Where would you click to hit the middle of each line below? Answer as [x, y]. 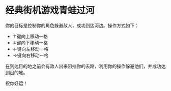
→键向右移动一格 [31, 55]
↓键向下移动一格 [30, 42]
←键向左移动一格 [31, 49]
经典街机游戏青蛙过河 [50, 10]
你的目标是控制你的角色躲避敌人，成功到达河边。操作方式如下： [72, 25]
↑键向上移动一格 [30, 36]
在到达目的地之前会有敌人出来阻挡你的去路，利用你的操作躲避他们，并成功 [83, 66]
